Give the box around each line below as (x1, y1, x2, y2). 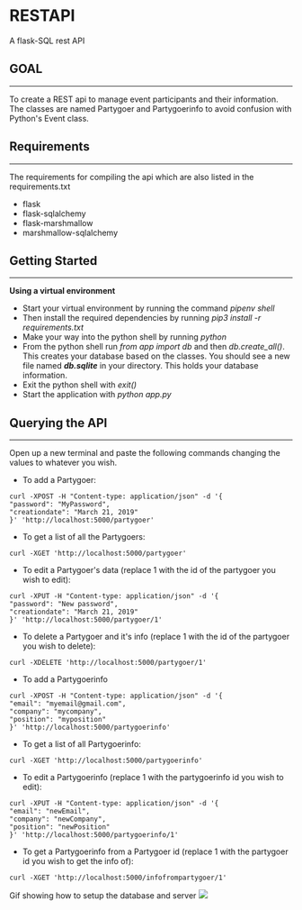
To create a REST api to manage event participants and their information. (9, 94, 279, 105)
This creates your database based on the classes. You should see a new (22, 350, 290, 361)
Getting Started (9, 253, 98, 268)
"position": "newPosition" (9, 823, 111, 832)
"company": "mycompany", (9, 707, 102, 716)
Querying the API (9, 415, 108, 431)
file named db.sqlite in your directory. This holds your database (22, 360, 259, 371)
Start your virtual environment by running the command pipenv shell (22, 303, 275, 314)
